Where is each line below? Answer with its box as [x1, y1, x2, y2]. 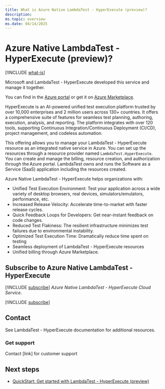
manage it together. [5, 85, 45, 91]
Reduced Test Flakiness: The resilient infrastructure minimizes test [12, 222, 149, 229]
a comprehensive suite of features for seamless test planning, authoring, [5, 114, 154, 120]
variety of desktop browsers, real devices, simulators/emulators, [12, 191, 144, 197]
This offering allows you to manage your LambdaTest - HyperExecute [5, 140, 147, 146]
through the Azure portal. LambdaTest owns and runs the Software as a [5, 161, 151, 167]
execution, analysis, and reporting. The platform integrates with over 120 [5, 120, 153, 126]
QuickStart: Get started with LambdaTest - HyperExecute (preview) [12, 378, 150, 384]
